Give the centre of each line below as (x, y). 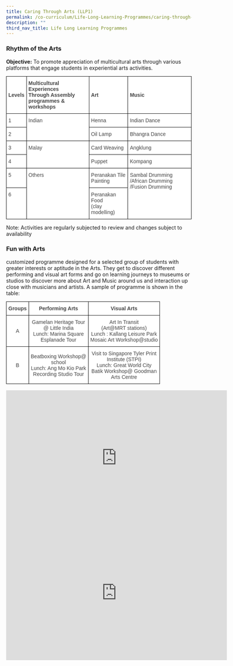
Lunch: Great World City (124, 365)
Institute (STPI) (124, 359)
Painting (100, 181)
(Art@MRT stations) (124, 328)
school (59, 362)
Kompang (141, 161)
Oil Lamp (101, 134)
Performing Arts (59, 308)
